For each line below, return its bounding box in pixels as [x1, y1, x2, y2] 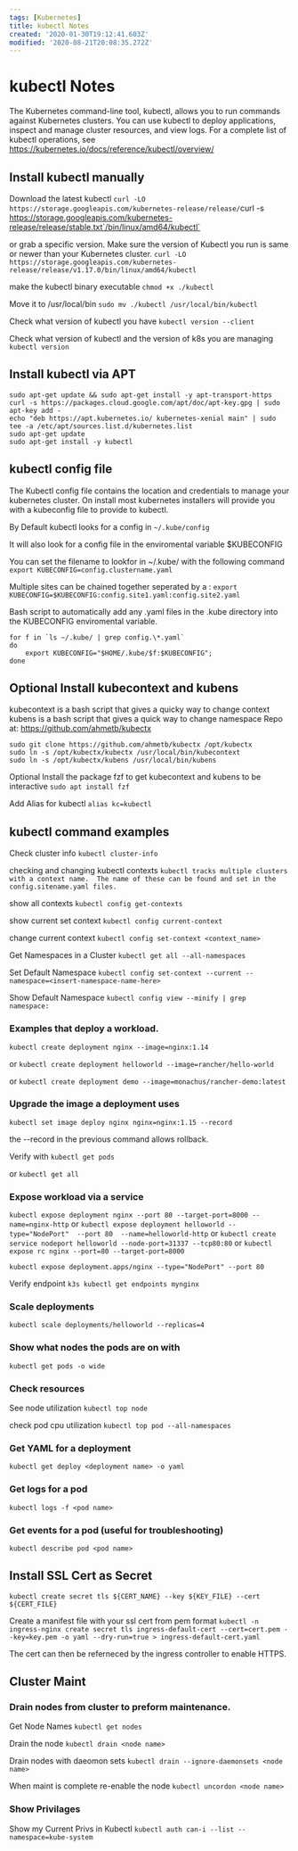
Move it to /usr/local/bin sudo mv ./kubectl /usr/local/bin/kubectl [9, 299, 258, 309]
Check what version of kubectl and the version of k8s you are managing [9, 334, 274, 343]
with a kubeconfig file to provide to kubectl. [9, 504, 169, 515]
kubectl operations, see [9, 135, 96, 145]
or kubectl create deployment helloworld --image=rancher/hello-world [9, 1058, 274, 1069]
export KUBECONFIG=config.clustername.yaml [9, 566, 173, 574]
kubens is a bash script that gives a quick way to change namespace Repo [9, 714, 283, 724]
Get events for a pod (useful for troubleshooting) [9, 1524, 224, 1536]
